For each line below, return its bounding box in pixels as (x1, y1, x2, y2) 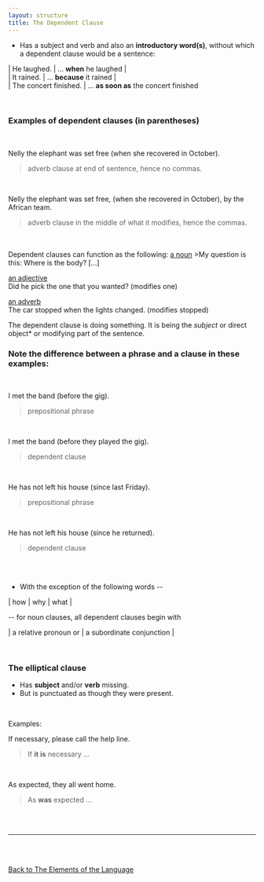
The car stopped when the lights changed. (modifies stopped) (8, 305, 209, 314)
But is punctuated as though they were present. (19, 689, 174, 698)
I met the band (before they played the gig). (8, 437, 149, 446)
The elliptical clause (8, 663, 86, 674)
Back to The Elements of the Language (8, 865, 134, 874)
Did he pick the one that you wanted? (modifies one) (8, 281, 178, 291)
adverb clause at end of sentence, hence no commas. (27, 163, 203, 173)
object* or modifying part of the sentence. (8, 328, 145, 338)
